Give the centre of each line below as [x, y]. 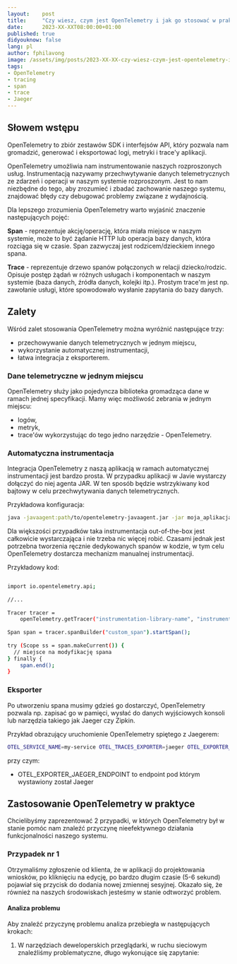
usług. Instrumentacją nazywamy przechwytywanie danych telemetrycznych [119, 173]
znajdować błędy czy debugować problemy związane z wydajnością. [108, 196]
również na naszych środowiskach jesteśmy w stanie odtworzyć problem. [114, 892]
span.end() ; [37, 665]
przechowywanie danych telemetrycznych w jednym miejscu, [107, 343]
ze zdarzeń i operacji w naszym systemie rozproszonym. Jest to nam [108, 181]
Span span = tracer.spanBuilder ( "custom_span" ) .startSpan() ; [99, 633]
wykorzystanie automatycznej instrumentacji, [83, 350]
